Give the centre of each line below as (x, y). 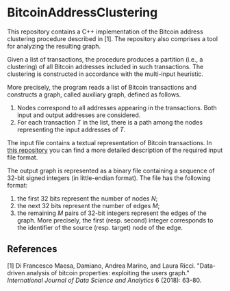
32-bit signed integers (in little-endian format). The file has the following (109, 178)
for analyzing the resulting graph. (54, 46)
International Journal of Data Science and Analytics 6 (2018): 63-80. (104, 280)
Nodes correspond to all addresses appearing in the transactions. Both (117, 107)
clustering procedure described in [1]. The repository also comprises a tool (112, 38)
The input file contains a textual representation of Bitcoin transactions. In (110, 142)
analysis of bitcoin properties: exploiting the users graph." (108, 273)
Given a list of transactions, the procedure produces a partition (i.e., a (105, 59)
